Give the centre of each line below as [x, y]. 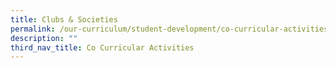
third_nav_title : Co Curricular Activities [102, 47]
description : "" [44, 38]
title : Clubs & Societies [64, 19]
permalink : [33, 29]
